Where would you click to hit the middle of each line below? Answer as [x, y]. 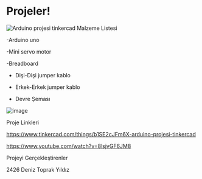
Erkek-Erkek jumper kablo [47, 87]
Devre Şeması [33, 99]
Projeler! [28, 11]
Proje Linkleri [23, 122]
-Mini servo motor [29, 51]
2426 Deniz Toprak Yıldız [38, 169]
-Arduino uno [23, 40]
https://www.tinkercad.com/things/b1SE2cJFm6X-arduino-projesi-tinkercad [101, 134]
